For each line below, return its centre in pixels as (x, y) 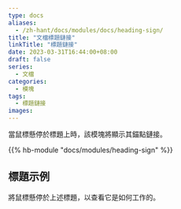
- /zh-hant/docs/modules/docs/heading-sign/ (89, 30)
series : (21, 67)
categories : (28, 81)
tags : (17, 96)
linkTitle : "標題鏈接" (43, 45)
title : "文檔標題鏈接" (42, 37)
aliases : (22, 23)
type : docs (26, 15)
